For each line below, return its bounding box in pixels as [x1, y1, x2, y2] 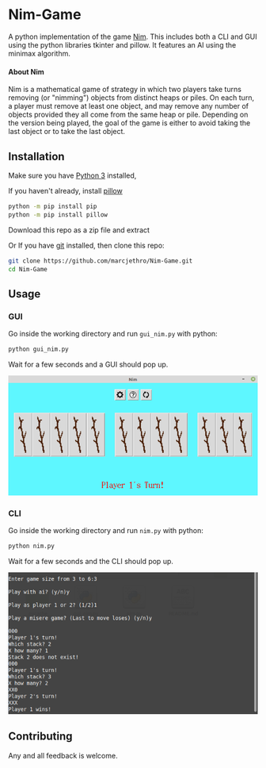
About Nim [8, 67, 45, 76]
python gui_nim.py [8, 345, 69, 354]
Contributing [8, 730, 73, 743]
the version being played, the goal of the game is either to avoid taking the [8, 118, 251, 128]
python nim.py [8, 542, 55, 551]
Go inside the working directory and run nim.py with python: [8, 526, 203, 536]
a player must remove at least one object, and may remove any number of [8, 102, 249, 111]
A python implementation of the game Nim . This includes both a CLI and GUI [8, 32, 257, 41]
